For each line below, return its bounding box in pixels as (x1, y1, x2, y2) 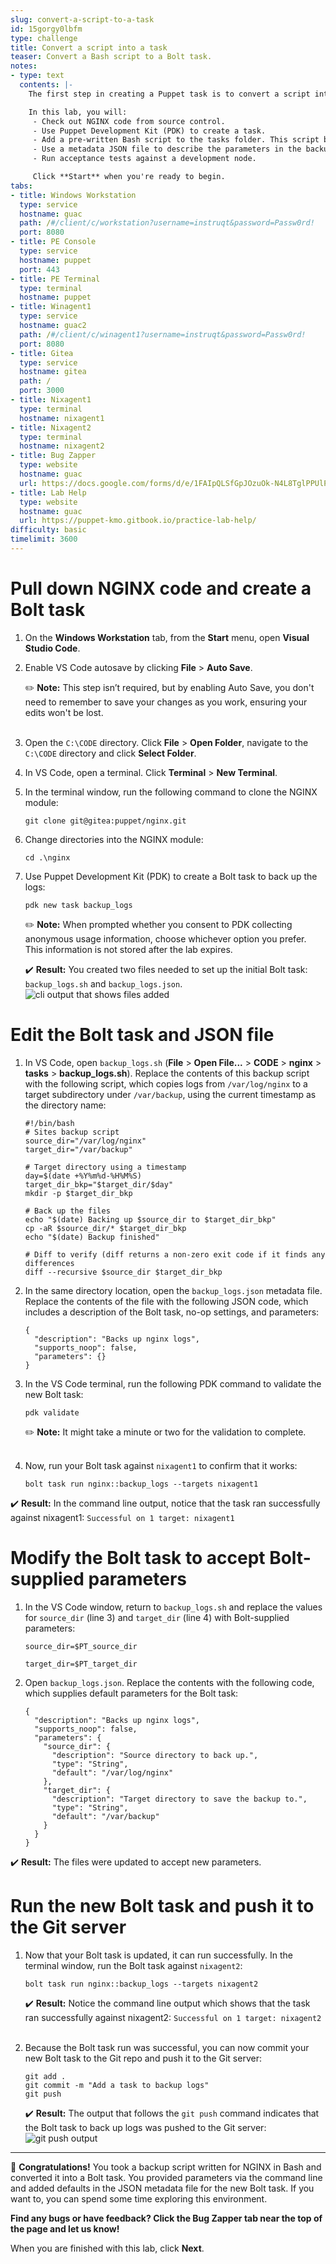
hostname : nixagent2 (19, 441, 105, 451)
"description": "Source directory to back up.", (51, 1750, 259, 1760)
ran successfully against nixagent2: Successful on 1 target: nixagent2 (24, 2011, 322, 2023)
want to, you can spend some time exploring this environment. (10, 2192, 268, 2205)
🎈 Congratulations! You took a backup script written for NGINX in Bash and (10, 2161, 322, 2173)
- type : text (10, 71, 65, 81)
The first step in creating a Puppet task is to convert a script (28, 89, 311, 99)
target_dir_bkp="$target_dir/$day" (24, 1179, 174, 1190)
